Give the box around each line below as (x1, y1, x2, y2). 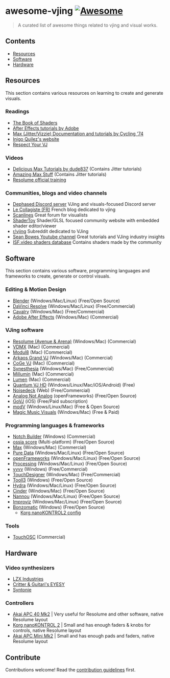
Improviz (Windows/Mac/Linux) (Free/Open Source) (12, 499, 122, 505)
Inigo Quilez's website (12, 136, 60, 142)
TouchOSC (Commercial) (12, 534, 65, 540)
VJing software (5, 327, 44, 334)
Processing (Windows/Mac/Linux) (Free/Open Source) (12, 461, 128, 467)
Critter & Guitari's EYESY (12, 581, 65, 587)
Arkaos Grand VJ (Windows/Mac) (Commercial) (12, 354, 113, 361)
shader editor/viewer (12, 223, 57, 229)
